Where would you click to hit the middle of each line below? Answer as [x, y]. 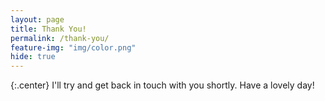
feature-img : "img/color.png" [73, 47]
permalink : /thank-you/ [60, 38]
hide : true [33, 57]
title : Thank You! [48, 29]
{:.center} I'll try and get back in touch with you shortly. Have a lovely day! [162, 85]
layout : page [37, 19]
